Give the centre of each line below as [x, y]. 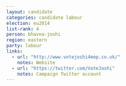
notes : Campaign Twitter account [59, 74]
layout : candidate [29, 12]
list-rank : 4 [23, 29]
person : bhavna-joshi [34, 35]
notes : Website [36, 62]
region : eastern [27, 40]
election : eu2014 [28, 23]
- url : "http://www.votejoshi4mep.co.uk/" [66, 57]
